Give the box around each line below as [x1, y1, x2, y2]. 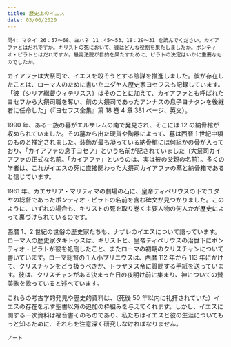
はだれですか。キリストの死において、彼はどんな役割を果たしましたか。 [22, 44, 197, 51]
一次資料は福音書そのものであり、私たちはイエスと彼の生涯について [25, 311, 219, 319]
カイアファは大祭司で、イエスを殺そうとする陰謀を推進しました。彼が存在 [7, 72, 219, 80]
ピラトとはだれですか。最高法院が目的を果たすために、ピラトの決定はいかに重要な [17, 51, 217, 59]
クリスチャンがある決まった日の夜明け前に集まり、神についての [37, 270, 217, 279]
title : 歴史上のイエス [7, 10, 66, 17]
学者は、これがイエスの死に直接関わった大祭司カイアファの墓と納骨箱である [7, 163, 225, 172]
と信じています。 [7, 172, 55, 180]
